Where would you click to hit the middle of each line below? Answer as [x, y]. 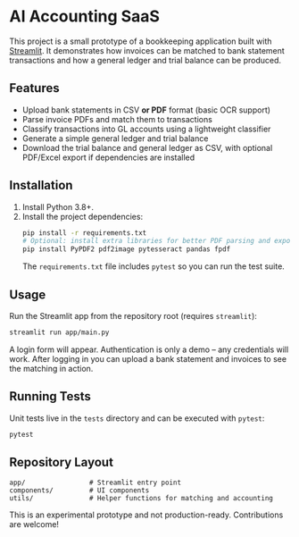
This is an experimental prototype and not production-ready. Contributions [146, 515]
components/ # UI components [79, 491]
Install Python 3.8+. [58, 206]
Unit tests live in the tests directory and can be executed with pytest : [137, 418]
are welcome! [34, 524]
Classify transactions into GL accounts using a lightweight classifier [146, 129]
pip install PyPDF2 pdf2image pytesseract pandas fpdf [126, 249]
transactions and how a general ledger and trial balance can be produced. [145, 60]
